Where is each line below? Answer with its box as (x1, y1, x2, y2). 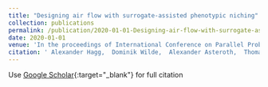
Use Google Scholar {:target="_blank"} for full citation (8, 70, 183, 79)
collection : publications (8, 19, 94, 27)
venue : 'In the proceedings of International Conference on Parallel (8, 41, 245, 49)
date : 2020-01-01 (8, 33, 66, 42)
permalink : (8, 26, 45, 34)
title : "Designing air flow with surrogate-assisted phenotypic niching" (8, 11, 259, 20)
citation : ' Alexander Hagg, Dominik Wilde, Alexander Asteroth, (8, 48, 238, 56)
